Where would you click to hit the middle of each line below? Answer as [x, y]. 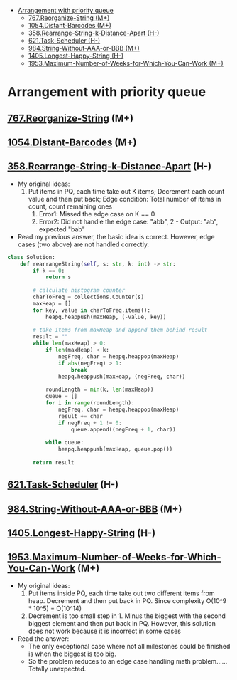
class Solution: [31, 257]
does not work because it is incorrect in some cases [105, 631]
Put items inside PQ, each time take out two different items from [121, 593]
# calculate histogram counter [79, 291]
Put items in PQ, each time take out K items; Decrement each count [126, 191]
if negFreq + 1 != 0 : [90, 423]
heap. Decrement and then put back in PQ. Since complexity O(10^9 [127, 600]
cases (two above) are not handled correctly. [83, 244]
